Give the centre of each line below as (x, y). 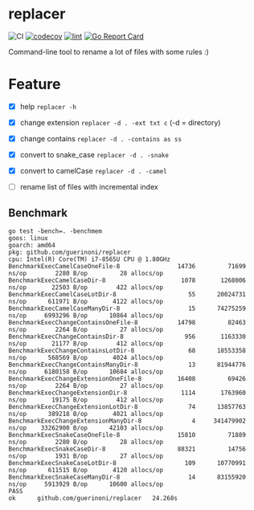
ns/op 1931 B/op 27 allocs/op (86, 456)
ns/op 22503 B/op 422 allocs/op (86, 288)
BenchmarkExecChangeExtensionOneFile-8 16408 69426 (127, 379)
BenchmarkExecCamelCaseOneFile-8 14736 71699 (127, 267)
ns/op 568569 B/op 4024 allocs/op (86, 358)
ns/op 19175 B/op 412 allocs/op (86, 400)
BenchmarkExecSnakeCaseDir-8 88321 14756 (127, 449)
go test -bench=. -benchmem (55, 231)
